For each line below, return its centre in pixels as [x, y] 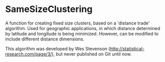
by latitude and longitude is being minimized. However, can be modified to [82, 33]
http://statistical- [127, 48]
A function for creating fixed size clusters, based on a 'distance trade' [77, 23]
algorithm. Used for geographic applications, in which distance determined [83, 28]
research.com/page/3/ [28, 54]
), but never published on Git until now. [92, 54]
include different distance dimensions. [45, 39]
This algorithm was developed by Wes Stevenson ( [58, 48]
